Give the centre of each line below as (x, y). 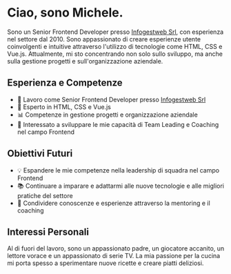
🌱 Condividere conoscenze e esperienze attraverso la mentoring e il (113, 203)
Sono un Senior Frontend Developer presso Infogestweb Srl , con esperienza (115, 32)
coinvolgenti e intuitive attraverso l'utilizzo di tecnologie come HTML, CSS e (115, 46)
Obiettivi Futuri (40, 154)
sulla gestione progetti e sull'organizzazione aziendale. (85, 61)
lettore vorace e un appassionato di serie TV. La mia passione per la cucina (114, 256)
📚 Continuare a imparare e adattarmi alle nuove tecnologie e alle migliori (121, 186)
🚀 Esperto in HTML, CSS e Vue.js (64, 107)
